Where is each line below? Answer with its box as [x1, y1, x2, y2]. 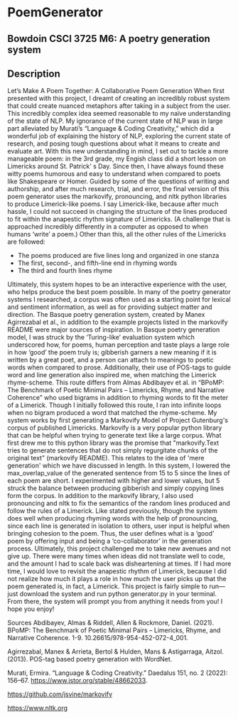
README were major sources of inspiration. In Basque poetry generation [7, 325, 220, 334]
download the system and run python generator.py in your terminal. [19, 590, 217, 598]
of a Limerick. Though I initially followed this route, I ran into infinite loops [7, 401, 222, 409]
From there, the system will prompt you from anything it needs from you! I [7, 598, 223, 606]
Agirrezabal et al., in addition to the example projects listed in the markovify [7, 318, 229, 327]
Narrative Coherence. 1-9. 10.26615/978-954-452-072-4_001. [7, 634, 188, 642]
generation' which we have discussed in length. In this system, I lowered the [7, 461, 231, 470]
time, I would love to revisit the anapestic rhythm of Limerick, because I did [7, 567, 227, 575]
